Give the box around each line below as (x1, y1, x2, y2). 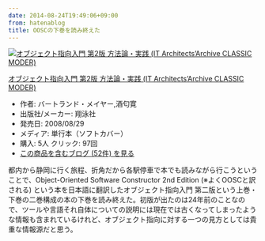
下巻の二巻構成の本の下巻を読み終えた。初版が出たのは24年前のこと (8, 195, 232, 205)
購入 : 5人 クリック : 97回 (19, 139, 98, 149)
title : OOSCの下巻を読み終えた (8, 26, 100, 34)
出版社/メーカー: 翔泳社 (19, 109, 97, 119)
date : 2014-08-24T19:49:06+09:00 (8, 11, 119, 20)
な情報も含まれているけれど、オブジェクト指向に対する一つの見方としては (8, 215, 251, 224)
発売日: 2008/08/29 (19, 119, 85, 129)
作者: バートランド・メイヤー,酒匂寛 (19, 100, 137, 109)
